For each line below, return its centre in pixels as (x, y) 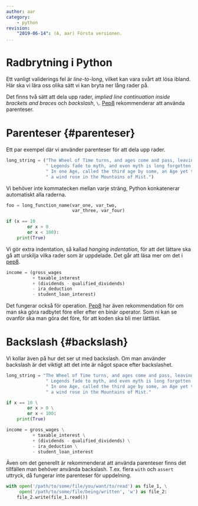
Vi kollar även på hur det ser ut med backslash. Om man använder (86, 358)
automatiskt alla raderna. (36, 194)
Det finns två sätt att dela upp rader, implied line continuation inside (88, 97)
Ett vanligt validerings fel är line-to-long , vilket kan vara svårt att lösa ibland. (98, 79)
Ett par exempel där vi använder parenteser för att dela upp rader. (86, 149)
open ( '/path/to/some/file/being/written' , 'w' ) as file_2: (93, 492)
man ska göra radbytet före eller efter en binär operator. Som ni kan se (92, 312)
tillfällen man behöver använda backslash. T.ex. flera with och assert (90, 469)
